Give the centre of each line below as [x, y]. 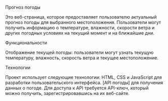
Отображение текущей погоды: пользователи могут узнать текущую [79, 53]
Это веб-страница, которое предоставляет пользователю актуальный [81, 17]
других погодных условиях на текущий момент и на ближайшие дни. [80, 33]
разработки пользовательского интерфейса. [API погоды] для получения [84, 83]
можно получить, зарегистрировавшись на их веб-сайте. [67, 93]
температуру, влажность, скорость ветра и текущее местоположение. [82, 58]
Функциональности [26, 43]
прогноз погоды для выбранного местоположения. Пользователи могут [83, 22]
